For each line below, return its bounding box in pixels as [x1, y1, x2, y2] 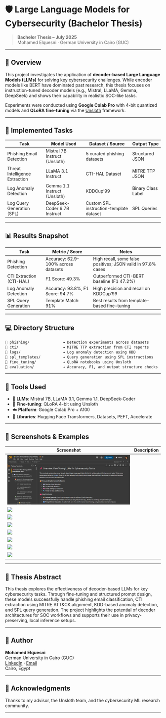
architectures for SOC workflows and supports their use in [5, 612, 124, 618]
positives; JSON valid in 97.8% [93, 261, 157, 267]
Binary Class [132, 185, 158, 191]
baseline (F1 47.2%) [93, 278, 135, 284]
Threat [7, 165, 21, 171]
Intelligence [7, 171, 31, 177]
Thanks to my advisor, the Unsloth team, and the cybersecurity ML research [5, 697, 160, 703]
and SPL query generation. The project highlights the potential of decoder [5, 607, 156, 613]
